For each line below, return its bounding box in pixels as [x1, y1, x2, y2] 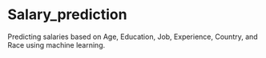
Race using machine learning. [7, 40, 106, 49]
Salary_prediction [7, 6, 127, 24]
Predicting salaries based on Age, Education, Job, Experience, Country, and [7, 32, 258, 41]
